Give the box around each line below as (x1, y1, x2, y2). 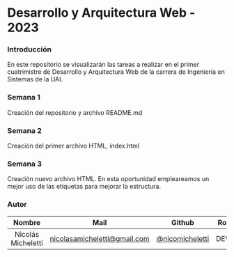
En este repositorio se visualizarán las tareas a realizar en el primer (7, 61, 200, 69)
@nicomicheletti (156, 233, 210, 243)
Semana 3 (7, 159, 42, 169)
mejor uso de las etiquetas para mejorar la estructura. (7, 182, 162, 191)
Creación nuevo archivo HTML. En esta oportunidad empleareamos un (7, 175, 210, 183)
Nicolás (14, 229, 40, 239)
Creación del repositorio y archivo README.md (7, 108, 143, 116)
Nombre (13, 217, 41, 227)
